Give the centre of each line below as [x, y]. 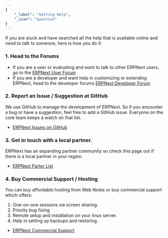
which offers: [19, 195]
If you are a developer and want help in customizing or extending [79, 77]
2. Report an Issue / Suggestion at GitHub [56, 96]
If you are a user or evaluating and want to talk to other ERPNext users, [86, 67]
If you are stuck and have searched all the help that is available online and [81, 38]
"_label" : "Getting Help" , [42, 14]
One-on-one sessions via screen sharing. [55, 205]
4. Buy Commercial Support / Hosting [51, 179]
